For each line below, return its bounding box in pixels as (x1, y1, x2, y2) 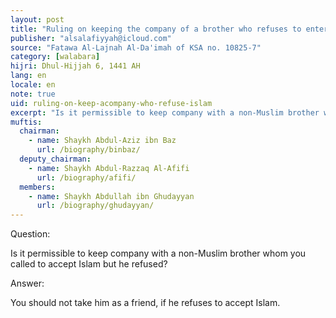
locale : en (10, 80, 56, 90)
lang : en (10, 71, 47, 81)
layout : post (10, 14, 65, 25)
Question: (10, 228, 51, 240)
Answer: (10, 277, 45, 290)
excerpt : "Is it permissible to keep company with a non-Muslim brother (10, 107, 320, 118)
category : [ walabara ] (10, 52, 101, 62)
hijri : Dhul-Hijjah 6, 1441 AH (10, 61, 141, 71)
